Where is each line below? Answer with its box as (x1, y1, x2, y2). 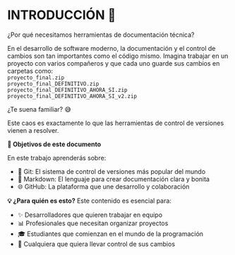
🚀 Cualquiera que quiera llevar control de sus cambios (17, 239, 175, 248)
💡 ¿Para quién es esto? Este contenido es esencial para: (7, 196, 171, 205)
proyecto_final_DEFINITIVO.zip (7, 80, 100, 88)
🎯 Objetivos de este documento (7, 140, 102, 148)
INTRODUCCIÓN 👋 (7, 7, 116, 23)
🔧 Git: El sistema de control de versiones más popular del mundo (17, 167, 206, 176)
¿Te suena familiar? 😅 (7, 105, 72, 113)
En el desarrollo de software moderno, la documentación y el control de (7, 44, 216, 52)
